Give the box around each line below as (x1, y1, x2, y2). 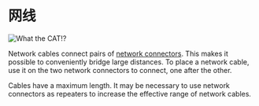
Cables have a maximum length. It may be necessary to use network (8, 80, 231, 90)
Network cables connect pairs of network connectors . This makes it (8, 49, 228, 58)
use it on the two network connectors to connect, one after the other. (8, 65, 232, 75)
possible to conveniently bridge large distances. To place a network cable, (8, 57, 250, 67)
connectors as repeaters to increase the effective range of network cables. (8, 89, 252, 98)
